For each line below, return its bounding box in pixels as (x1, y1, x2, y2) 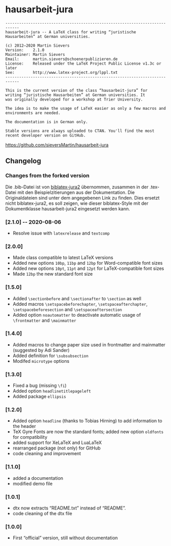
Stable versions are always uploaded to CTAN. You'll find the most (5, 128, 155, 133)
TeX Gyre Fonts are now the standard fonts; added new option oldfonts (12, 428, 164, 435)
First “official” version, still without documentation (12, 535, 118, 541)
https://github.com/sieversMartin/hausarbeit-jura (5, 142, 109, 148)
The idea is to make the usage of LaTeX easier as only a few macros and (5, 106, 166, 111)
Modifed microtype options (12, 358, 70, 364)
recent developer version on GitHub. (5, 132, 86, 138)
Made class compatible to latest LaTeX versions (12, 255, 114, 261)
